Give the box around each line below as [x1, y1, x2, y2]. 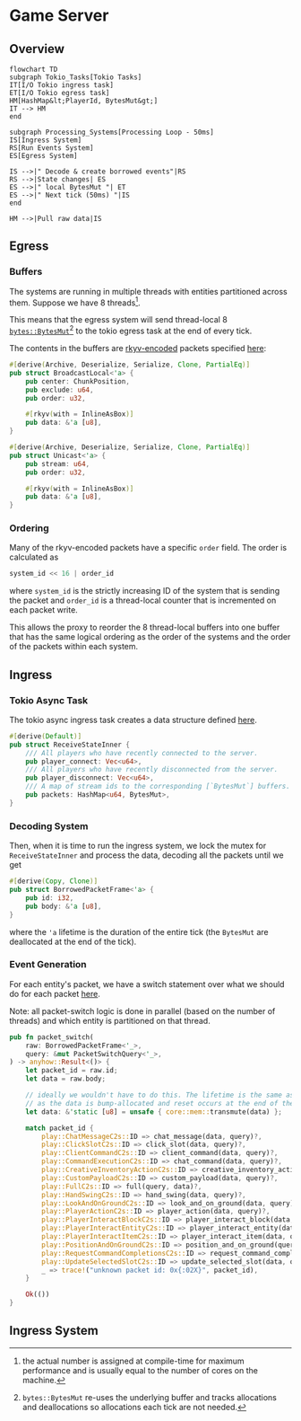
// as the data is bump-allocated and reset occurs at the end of [25, 1099, 279, 1108]
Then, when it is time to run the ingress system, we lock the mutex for [9, 841, 267, 852]
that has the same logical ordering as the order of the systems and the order [9, 631, 291, 642]
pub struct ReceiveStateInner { [9, 740, 130, 749]
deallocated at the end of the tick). [9, 936, 137, 947]
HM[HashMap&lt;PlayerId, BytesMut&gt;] [9, 96, 159, 105]
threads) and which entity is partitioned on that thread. [9, 1015, 211, 1026]
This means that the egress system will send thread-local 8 [9, 314, 228, 325]
